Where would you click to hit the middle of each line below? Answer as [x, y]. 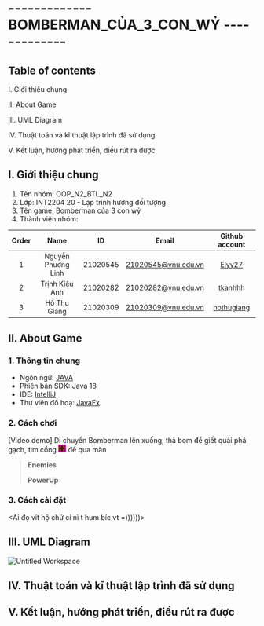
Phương [57, 264]
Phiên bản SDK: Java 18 [58, 386]
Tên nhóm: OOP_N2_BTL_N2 [66, 194]
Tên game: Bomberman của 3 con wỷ [80, 210]
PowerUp [43, 480]
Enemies [42, 465]
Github [231, 236]
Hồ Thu [57, 303]
